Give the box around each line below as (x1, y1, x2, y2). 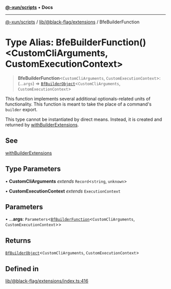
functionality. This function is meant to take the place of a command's (5, 101, 152, 107)
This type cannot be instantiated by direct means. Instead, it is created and (5, 116, 162, 122)
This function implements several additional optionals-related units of (5, 95, 151, 102)
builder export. (5, 106, 38, 112)
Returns (5, 236, 32, 245)
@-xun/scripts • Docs (5, 5, 53, 10)
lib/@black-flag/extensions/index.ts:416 (5, 278, 89, 284)
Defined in (5, 264, 39, 273)
